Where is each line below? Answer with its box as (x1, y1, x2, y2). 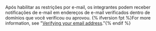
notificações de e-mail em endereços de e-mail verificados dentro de (5, 9, 150, 15)
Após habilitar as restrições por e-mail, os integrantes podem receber (5, 4, 151, 10)
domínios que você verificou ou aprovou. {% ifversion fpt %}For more (5, 15, 151, 20)
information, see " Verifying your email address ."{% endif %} (5, 20, 131, 26)
